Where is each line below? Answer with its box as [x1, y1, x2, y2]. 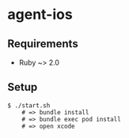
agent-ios [7, 6, 73, 24]
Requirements [7, 37, 78, 50]
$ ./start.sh [7, 101, 51, 110]
